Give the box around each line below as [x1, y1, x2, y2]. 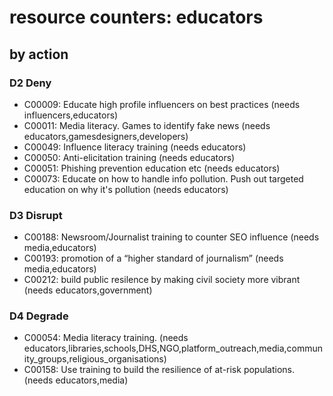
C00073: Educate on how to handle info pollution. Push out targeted [23, 172, 304, 185]
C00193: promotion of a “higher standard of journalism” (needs [23, 252, 284, 265]
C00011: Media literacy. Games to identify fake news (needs [23, 119, 271, 131]
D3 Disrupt [9, 208, 63, 222]
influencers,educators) [23, 109, 119, 121]
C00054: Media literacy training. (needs [23, 332, 189, 344]
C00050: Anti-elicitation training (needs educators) [23, 151, 236, 163]
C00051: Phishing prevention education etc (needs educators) [23, 162, 281, 174]
